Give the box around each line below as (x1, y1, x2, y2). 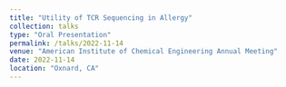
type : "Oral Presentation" (9, 30, 112, 39)
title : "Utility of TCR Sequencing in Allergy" (9, 13, 193, 23)
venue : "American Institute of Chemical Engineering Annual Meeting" (9, 47, 279, 56)
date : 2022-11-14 (9, 55, 75, 64)
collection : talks (9, 22, 79, 31)
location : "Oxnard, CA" (9, 64, 100, 73)
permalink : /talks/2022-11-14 (9, 38, 124, 48)
